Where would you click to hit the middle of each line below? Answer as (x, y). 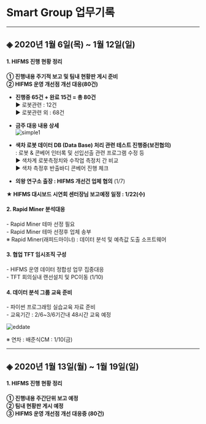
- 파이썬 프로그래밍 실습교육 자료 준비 (51, 307)
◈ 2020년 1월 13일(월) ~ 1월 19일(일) (73, 367)
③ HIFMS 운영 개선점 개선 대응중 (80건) (55, 413)
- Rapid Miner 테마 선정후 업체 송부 (49, 231)
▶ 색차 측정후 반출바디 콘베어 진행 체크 (62, 168)
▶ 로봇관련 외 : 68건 (40, 112)
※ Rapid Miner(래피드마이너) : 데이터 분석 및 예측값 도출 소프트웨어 (86, 239)
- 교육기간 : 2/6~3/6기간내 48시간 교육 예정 (59, 315)
